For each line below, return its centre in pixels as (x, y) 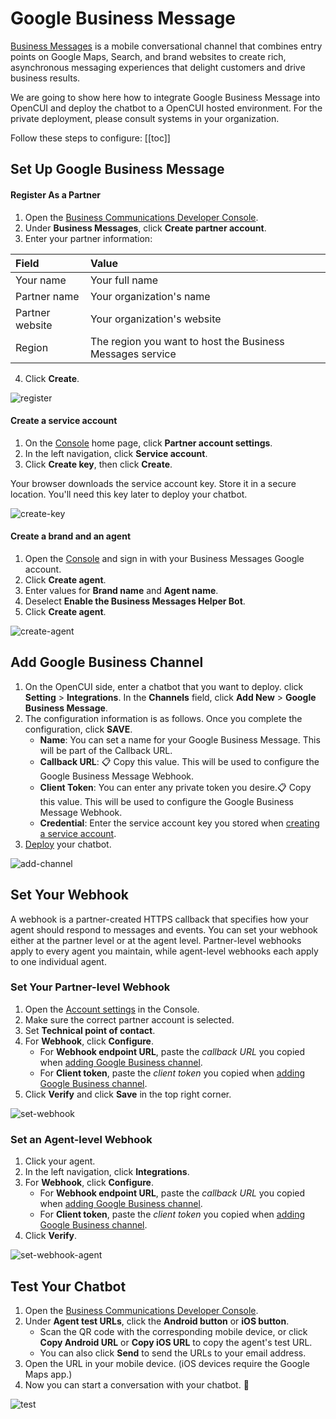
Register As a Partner (55, 194)
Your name (41, 280)
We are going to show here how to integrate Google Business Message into (165, 97)
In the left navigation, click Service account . (116, 453)
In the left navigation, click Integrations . (107, 1172)
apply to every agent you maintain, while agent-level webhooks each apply (164, 951)
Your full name (124, 280)
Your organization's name (150, 296)
